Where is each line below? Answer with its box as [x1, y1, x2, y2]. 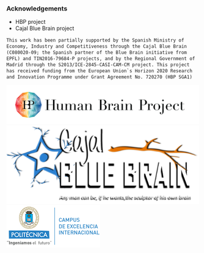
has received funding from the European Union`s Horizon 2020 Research [6, 68, 192, 74]
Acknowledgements [6, 4, 68, 13]
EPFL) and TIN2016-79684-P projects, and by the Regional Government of [6, 56, 195, 62]
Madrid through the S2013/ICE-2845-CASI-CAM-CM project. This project [6, 62, 190, 68]
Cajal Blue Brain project [15, 25, 75, 32]
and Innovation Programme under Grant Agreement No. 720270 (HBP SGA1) [6, 74, 192, 80]
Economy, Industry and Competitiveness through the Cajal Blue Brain [6, 43, 188, 50]
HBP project [15, 18, 46, 26]
